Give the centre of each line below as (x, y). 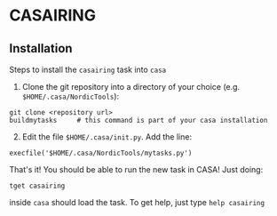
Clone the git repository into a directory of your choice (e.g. (131, 87)
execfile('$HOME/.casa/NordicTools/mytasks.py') (101, 153)
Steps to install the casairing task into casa (88, 69)
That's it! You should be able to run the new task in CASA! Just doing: (136, 169)
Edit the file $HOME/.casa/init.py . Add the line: (107, 137)
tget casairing (37, 186)
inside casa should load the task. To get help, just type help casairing (137, 202)
